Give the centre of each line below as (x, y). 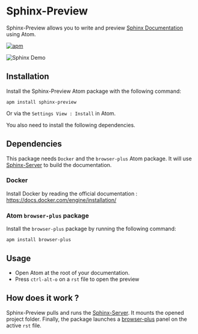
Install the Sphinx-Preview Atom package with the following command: (94, 91)
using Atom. (21, 34)
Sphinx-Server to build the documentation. (59, 165)
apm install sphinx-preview (42, 102)
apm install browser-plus (39, 240)
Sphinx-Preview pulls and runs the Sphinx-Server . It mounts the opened (95, 312)
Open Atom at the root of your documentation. (72, 273)
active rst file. (24, 325)
